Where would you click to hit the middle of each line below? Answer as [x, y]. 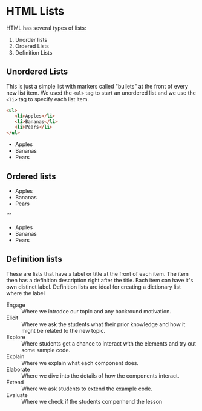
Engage [16, 305]
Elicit [12, 318]
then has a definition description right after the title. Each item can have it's [100, 280]
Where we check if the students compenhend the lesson [92, 401]
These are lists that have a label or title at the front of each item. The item [98, 273]
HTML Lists [35, 11]
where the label [26, 293]
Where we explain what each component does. [80, 363]
